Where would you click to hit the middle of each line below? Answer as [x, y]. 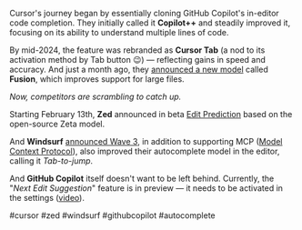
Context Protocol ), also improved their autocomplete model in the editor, [145, 151]
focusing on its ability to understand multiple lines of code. [119, 32]
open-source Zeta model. [57, 124]
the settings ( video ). [47, 198]
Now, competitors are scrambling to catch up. [96, 96]
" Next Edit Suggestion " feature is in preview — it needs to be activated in [146, 188]
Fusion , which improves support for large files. [97, 79]
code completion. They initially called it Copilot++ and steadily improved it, [150, 23]
